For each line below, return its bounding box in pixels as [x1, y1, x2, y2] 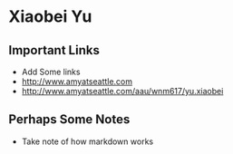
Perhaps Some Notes [8, 111, 131, 128]
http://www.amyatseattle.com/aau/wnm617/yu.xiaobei [21, 86, 224, 96]
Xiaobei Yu [8, 6, 92, 27]
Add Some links [21, 66, 81, 77]
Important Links [8, 43, 101, 58]
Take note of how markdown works [21, 136, 154, 147]
